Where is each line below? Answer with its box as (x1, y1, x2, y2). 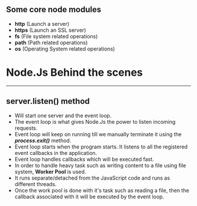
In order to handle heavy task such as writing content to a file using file (14, 161, 186, 169)
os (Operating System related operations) (14, 45, 116, 52)
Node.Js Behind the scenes (6, 66, 143, 79)
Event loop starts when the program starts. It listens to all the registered (14, 143, 188, 150)
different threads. (14, 180, 57, 187)
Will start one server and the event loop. (14, 112, 112, 119)
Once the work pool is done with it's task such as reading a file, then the (14, 187, 189, 194)
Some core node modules (6, 5, 101, 15)
